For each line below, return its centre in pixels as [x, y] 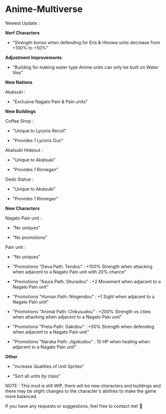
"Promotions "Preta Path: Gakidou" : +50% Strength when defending [83, 326]
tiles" [18, 72]
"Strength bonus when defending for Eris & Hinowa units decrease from [86, 42]
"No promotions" [30, 237]
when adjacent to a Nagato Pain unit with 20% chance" [69, 272]
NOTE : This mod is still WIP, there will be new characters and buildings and [83, 385]
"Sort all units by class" [36, 376]
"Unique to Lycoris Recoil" [39, 131]
